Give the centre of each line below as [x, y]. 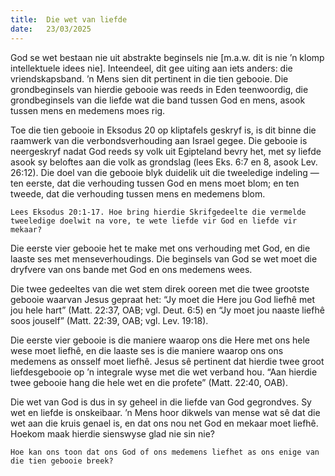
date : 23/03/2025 [51, 29]
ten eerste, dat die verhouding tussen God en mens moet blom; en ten [155, 183]
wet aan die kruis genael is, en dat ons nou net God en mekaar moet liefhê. [164, 423]
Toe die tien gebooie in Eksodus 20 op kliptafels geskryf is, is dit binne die [163, 130]
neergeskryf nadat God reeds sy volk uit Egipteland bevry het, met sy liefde [166, 151]
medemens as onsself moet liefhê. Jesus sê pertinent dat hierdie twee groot [167, 361]
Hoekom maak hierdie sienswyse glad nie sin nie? [112, 433]
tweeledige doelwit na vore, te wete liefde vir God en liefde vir [154, 221]
